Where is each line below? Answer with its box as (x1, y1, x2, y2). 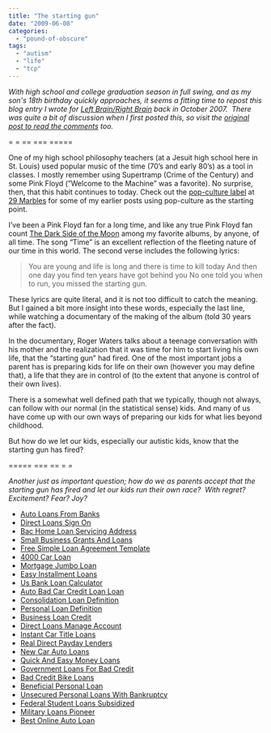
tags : (8, 42, 27, 50)
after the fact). (8, 320, 57, 330)
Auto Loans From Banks (19, 509, 100, 518)
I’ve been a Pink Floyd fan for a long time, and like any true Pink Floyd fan (8, 219, 253, 229)
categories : (8, 27, 49, 35)
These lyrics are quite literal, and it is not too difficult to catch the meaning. (8, 294, 258, 304)
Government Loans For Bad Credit (19, 663, 134, 673)
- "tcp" (15, 65, 42, 73)
